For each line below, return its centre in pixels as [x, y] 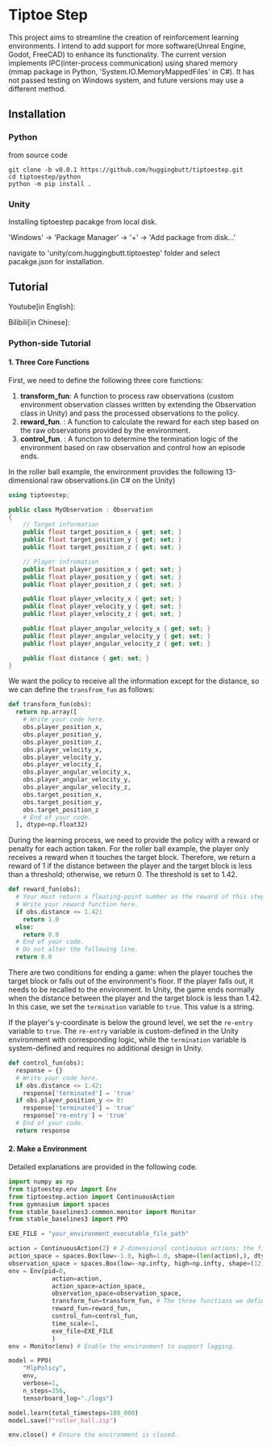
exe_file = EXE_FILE [82, 1331]
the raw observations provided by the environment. [105, 430]
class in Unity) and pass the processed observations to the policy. [129, 413]
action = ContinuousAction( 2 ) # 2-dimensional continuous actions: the [131, 1249]
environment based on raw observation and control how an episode [133, 447]
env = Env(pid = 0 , [38, 1271]
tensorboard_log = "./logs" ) [68, 1398]
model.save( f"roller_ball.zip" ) [63, 1420]
